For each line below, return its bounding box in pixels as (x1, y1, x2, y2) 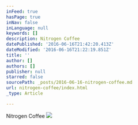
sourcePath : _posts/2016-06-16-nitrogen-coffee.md (6, 80, 133, 86)
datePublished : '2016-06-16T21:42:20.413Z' (6, 42, 115, 48)
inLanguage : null (6, 25, 49, 31)
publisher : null (6, 69, 46, 75)
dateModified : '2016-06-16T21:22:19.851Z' (6, 47, 112, 53)
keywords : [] (6, 31, 38, 36)
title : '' (6, 52, 31, 58)
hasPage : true (6, 14, 41, 20)
